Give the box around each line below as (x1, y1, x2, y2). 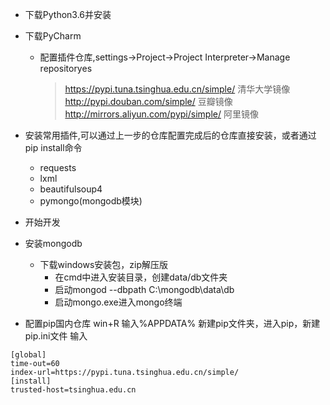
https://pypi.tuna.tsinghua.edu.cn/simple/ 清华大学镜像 (64, 83, 291, 95)
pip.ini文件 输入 (24, 330, 88, 342)
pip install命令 (24, 142, 83, 153)
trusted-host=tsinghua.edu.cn (10, 385, 137, 395)
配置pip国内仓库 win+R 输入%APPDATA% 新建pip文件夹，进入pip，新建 (24, 318, 321, 329)
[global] (10, 350, 47, 360)
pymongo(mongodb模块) (39, 195, 143, 207)
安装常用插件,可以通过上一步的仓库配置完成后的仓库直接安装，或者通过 (24, 129, 317, 141)
